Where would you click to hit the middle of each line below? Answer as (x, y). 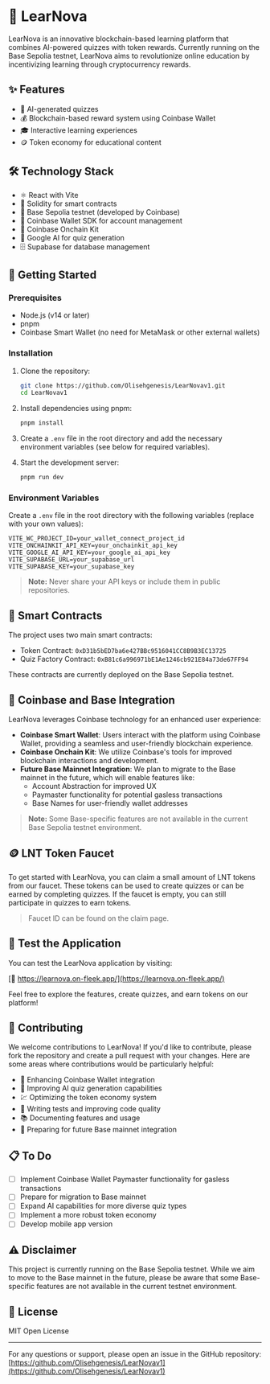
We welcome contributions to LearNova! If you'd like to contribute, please (130, 1047)
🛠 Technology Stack (61, 172)
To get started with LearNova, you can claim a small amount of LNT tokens (132, 877)
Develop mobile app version (66, 1224)
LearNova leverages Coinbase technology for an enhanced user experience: (135, 719)
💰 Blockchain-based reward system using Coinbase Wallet (118, 118)
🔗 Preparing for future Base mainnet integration (98, 1130)
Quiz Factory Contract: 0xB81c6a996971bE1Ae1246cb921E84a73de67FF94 (134, 659)
